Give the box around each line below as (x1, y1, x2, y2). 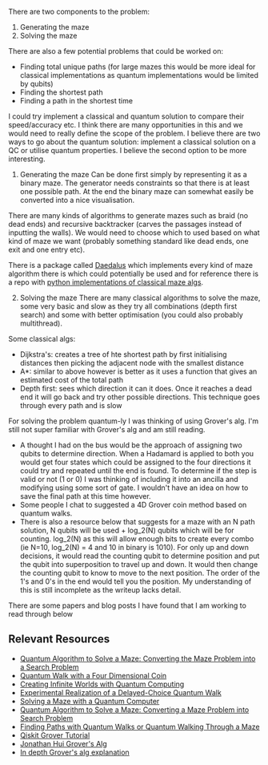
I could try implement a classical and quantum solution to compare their (8, 111, 245, 121)
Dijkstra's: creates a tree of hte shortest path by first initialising (19, 350, 227, 359)
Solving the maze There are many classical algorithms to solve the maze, (19, 293, 261, 302)
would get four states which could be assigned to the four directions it (19, 457, 251, 467)
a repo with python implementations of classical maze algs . (8, 277, 204, 287)
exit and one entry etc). (8, 245, 86, 254)
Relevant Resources (8, 633, 110, 646)
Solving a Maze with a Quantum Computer (19, 696, 160, 706)
